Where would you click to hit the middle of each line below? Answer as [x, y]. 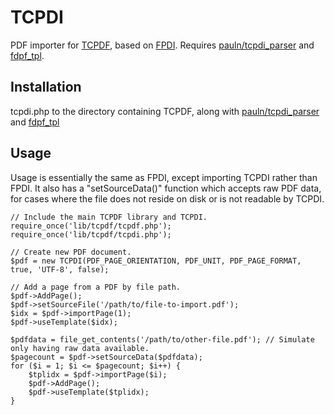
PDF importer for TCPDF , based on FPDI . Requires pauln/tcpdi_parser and [162, 45]
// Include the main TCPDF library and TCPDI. [109, 217]
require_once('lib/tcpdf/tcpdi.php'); [91, 234]
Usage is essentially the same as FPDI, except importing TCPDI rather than [164, 177]
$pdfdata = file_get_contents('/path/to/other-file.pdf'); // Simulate [162, 339]
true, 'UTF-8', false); [60, 269]
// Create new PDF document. [71, 252]
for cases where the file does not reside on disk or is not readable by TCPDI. [167, 198]
